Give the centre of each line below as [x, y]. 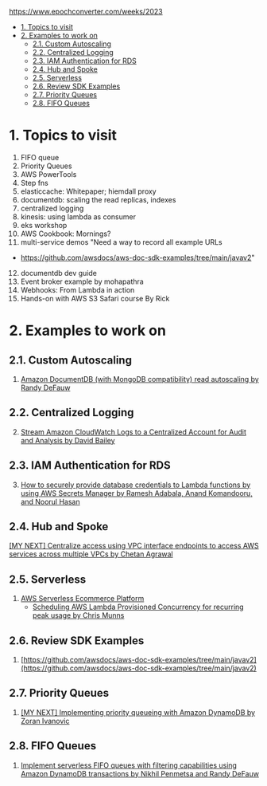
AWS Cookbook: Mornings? [66, 234]
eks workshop [44, 225]
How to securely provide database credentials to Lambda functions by [135, 485]
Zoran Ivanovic [45, 721]
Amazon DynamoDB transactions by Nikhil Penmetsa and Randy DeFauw [139, 773]
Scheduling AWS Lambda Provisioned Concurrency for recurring [138, 607]
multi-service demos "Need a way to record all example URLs [121, 242]
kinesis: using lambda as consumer [78, 216]
